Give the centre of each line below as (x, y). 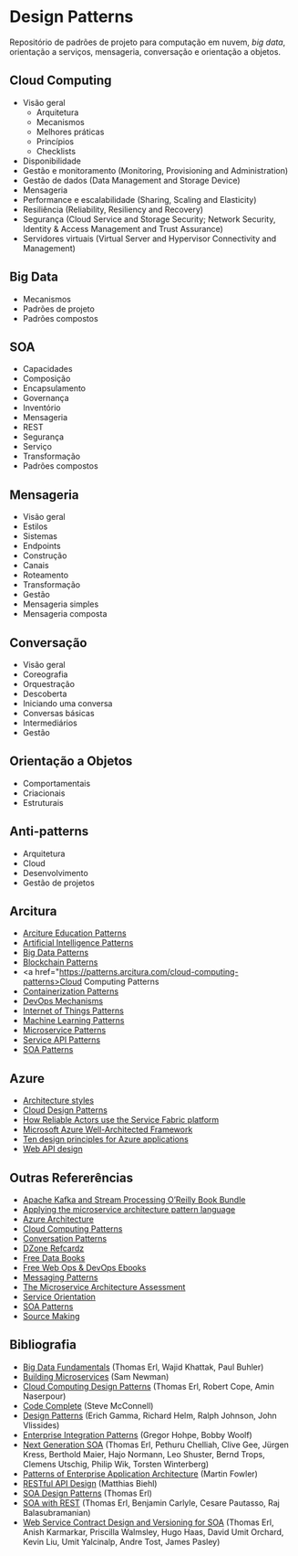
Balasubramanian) (57, 1512)
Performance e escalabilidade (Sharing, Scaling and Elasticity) (139, 199)
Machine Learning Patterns (73, 1021)
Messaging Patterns (60, 1277)
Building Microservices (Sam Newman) (96, 1376)
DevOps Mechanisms (62, 1001)
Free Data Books (54, 1258)
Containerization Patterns (71, 991)
